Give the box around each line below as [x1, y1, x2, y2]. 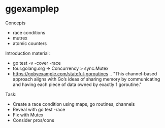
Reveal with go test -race [12, 106, 65, 112]
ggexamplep [5, 3, 59, 15]
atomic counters [12, 40, 47, 46]
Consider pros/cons [12, 117, 54, 123]
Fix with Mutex [12, 112, 44, 118]
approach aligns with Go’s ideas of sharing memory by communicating [12, 76, 160, 82]
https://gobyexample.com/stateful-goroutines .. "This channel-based [12, 70, 157, 76]
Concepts [5, 20, 26, 26]
